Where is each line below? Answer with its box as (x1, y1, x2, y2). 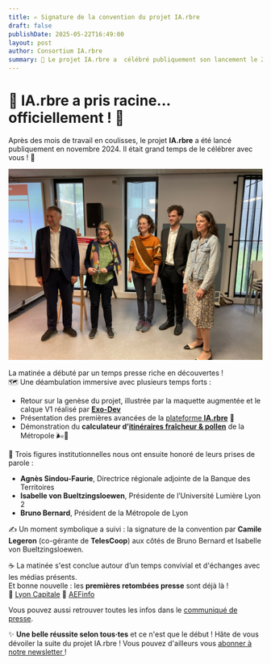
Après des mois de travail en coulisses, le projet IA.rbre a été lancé (8, 135, 232, 145)
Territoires (19, 482, 55, 492)
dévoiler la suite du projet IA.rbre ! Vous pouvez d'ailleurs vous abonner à (8, 638, 252, 648)
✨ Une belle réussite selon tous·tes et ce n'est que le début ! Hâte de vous (8, 629, 260, 639)
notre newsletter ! (8, 647, 67, 657)
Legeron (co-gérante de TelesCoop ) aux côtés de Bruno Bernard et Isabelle (8, 535, 262, 545)
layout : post (8, 39, 52, 47)
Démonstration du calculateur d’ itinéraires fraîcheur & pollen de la (19, 421, 244, 431)
